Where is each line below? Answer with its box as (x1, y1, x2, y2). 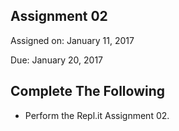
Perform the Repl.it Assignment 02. (24, 109, 170, 121)
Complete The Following (10, 83, 166, 100)
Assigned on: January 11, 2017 (10, 34, 135, 46)
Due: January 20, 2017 (10, 54, 104, 66)
